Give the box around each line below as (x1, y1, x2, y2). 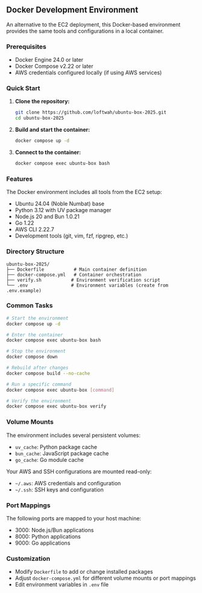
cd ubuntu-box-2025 (14, 115, 65, 122)
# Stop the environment (6, 348, 66, 354)
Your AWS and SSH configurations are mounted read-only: (6, 468, 152, 475)
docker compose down (6, 354, 58, 360)
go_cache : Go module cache (14, 456, 84, 463)
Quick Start (6, 84, 40, 92)
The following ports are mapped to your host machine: (6, 514, 142, 522)
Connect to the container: (14, 149, 81, 156)
